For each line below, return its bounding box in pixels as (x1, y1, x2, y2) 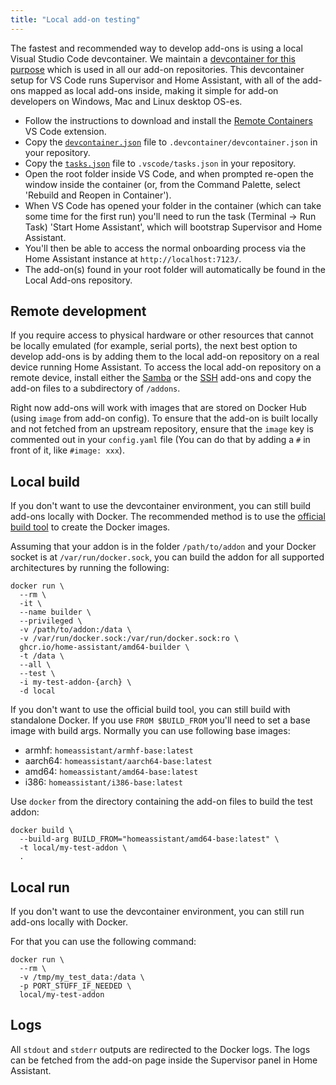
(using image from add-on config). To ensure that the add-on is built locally (10, 412, 318, 425)
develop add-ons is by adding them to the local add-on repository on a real (10, 351, 320, 363)
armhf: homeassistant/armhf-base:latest (24, 744, 194, 756)
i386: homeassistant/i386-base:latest (24, 776, 183, 788)
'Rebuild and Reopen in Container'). (24, 189, 172, 201)
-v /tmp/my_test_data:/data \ (19, 972, 145, 983)
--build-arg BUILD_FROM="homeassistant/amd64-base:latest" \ (19, 834, 280, 845)
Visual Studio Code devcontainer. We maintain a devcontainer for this (10, 52, 296, 65)
